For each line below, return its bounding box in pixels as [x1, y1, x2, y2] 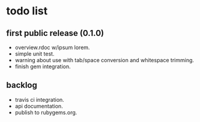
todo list [6, 4, 48, 18]
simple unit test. [14, 50, 55, 57]
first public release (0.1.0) [6, 28, 104, 38]
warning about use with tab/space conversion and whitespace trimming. [14, 57, 194, 63]
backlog [6, 80, 38, 90]
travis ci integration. [14, 96, 64, 103]
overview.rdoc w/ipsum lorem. [14, 44, 90, 51]
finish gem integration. [14, 63, 71, 70]
